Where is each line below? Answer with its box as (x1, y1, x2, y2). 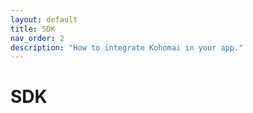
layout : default (10, 14, 78, 25)
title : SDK (10, 24, 56, 34)
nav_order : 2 (10, 33, 65, 43)
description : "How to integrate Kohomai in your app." (10, 42, 244, 53)
